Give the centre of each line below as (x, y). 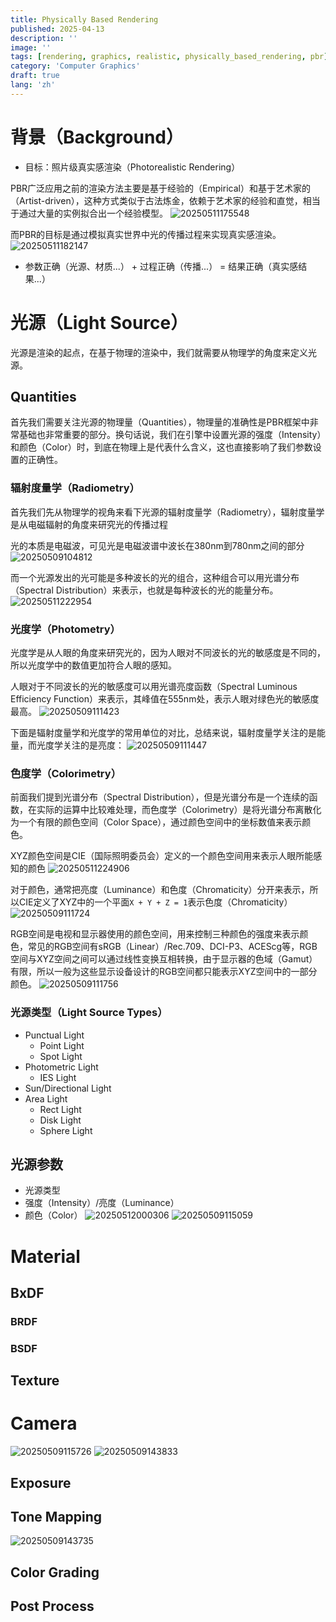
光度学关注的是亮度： (80, 745)
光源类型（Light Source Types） (89, 1013)
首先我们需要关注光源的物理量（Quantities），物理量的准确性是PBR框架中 (160, 422)
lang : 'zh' (33, 85)
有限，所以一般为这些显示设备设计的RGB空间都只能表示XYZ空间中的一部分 (164, 972)
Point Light (62, 1045)
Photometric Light (61, 1067)
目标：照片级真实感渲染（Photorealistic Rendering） (132, 167)
